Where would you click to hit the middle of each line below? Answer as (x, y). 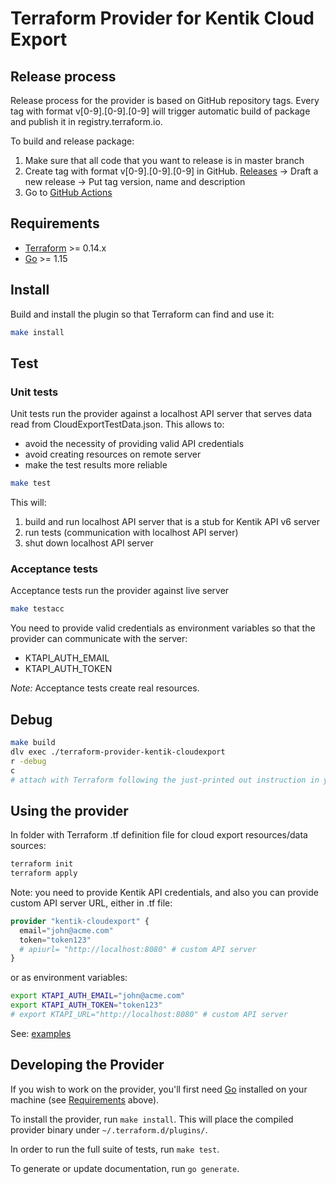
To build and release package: (72, 141)
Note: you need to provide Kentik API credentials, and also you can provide (164, 892)
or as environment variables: (69, 978)
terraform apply (44, 873)
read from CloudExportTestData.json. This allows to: (117, 424)
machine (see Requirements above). (85, 1099)
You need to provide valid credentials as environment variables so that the (163, 628)
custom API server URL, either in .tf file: (91, 903)
